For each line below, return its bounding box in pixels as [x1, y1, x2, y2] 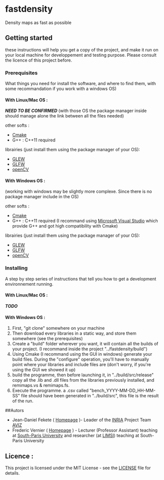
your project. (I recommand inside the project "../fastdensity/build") [12, 346, 148, 352]
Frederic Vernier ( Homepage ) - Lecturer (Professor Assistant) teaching [12, 427, 158, 434]
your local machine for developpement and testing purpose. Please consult [5, 52, 157, 58]
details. [5, 470, 20, 476]
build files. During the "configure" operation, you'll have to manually [12, 356, 149, 363]
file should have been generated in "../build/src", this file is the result [21, 393, 159, 399]
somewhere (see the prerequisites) [12, 336, 83, 342]
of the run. [12, 398, 34, 404]
